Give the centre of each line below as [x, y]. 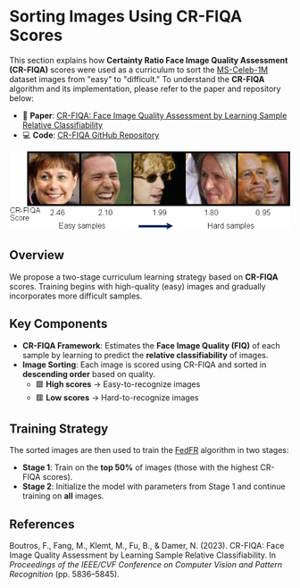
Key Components [58, 324]
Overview [37, 255]
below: [21, 98]
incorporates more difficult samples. [76, 296]
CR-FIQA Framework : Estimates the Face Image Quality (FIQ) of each [151, 345]
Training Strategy [59, 429]
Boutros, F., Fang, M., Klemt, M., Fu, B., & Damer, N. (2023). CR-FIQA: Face [147, 546]
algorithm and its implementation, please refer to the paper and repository [145, 88]
